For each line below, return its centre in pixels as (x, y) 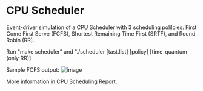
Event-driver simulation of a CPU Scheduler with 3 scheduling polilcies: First (101, 27)
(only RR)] (19, 58)
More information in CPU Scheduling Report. (62, 81)
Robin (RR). (20, 40)
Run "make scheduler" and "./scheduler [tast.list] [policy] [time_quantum (97, 51)
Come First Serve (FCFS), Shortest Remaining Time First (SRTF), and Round (101, 33)
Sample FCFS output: (33, 69)
